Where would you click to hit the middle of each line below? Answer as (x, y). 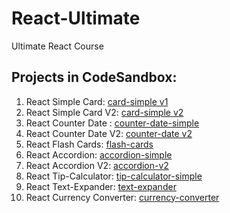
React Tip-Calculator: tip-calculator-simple (114, 176)
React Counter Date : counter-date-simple (112, 123)
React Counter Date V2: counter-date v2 (109, 133)
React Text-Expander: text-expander (101, 186)
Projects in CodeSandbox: (94, 77)
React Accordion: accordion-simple (99, 154)
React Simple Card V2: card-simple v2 (104, 112)
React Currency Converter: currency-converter (122, 197)
